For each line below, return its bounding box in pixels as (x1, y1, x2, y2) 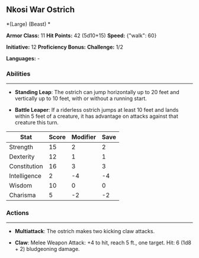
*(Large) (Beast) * (6, 20, 51, 27)
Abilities (6, 69, 31, 78)
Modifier (71, 133, 97, 141)
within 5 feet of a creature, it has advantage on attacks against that (14, 112, 179, 120)
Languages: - (6, 54, 40, 62)
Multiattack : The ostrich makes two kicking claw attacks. (14, 228, 155, 235)
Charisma (9, 191, 36, 199)
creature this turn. (14, 119, 59, 126)
